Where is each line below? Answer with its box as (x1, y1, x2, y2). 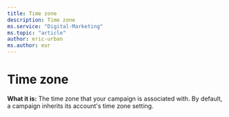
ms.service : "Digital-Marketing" (7, 23, 103, 30)
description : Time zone (7, 17, 76, 23)
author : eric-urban (7, 36, 63, 43)
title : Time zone (7, 10, 57, 17)
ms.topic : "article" (7, 29, 67, 36)
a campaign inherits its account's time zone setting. (7, 101, 154, 110)
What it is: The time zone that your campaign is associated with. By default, (7, 94, 223, 103)
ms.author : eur (7, 42, 51, 49)
